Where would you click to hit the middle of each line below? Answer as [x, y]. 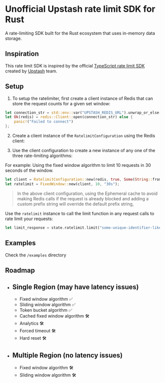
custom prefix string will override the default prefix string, [75, 204]
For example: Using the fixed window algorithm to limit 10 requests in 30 [78, 165]
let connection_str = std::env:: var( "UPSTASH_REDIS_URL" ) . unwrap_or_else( [83, 112]
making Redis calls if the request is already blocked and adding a [83, 198]
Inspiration [22, 54]
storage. [14, 38]
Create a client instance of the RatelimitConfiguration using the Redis [84, 136]
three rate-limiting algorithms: [42, 156]
